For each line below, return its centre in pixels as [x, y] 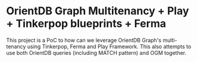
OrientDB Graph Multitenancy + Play [98, 11]
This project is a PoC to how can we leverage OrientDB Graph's [84, 40]
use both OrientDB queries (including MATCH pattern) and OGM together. [96, 52]
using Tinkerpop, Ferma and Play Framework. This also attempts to [109, 46]
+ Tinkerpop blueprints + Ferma [86, 24]
